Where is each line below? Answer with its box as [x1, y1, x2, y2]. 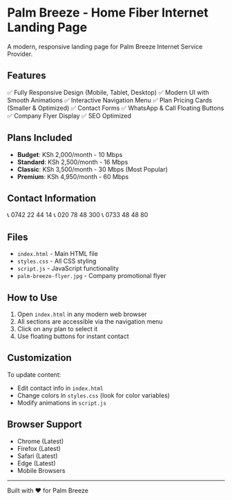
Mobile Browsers [17, 466, 66, 474]
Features [7, 70, 46, 82]
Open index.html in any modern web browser [17, 310, 147, 318]
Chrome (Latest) [17, 437, 64, 445]
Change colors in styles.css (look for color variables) [17, 391, 171, 399]
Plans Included [7, 132, 72, 144]
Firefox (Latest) [17, 444, 61, 452]
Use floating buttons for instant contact [17, 332, 129, 340]
